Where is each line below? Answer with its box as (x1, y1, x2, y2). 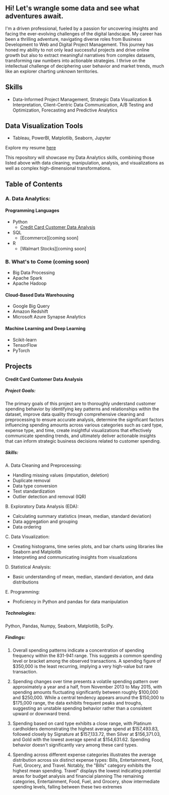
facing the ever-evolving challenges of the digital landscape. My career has (5, 30, 162, 37)
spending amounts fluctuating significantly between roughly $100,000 (12, 689, 159, 695)
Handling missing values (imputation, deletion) (12, 472, 109, 478)
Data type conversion (12, 483, 58, 489)
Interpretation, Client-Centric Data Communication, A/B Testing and (12, 101, 153, 108)
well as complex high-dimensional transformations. (5, 165, 111, 171)
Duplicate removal (12, 477, 50, 484)
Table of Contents (5, 180, 63, 188)
